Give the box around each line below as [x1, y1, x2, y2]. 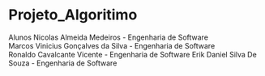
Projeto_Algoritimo [8, 6, 138, 24]
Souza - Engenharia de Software [8, 58, 118, 68]
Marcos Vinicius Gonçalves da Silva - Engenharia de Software [8, 40, 216, 50]
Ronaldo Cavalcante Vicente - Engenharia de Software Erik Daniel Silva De [8, 49, 257, 59]
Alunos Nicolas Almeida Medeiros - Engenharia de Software [8, 32, 209, 42]
